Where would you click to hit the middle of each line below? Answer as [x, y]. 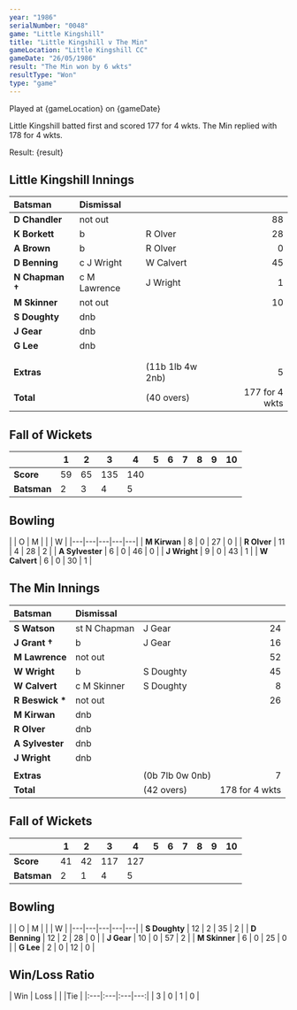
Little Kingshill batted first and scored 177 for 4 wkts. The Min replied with [143, 126]
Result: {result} [36, 152]
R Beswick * [40, 700]
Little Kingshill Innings [72, 180]
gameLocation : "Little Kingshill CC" [79, 50]
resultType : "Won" [43, 75]
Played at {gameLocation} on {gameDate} [85, 108]
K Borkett [34, 234]
